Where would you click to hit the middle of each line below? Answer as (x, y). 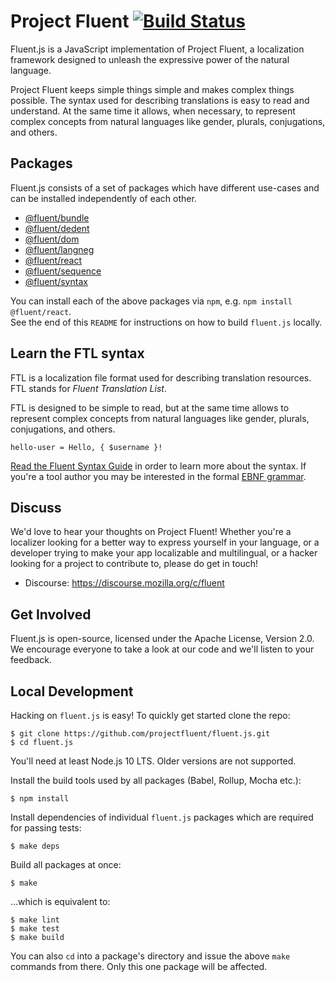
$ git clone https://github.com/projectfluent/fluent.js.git (140, 734)
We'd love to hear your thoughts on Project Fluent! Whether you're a (151, 532)
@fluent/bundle (57, 217)
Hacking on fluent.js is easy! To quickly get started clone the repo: (150, 715)
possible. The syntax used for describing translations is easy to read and (160, 100)
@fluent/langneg (59, 249)
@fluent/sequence (63, 271)
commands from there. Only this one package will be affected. (139, 966)
